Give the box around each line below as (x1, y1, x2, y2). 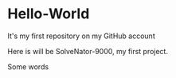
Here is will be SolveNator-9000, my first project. (7, 46, 169, 56)
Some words (7, 61, 49, 72)
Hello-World (7, 5, 90, 23)
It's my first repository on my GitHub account (7, 31, 156, 41)
